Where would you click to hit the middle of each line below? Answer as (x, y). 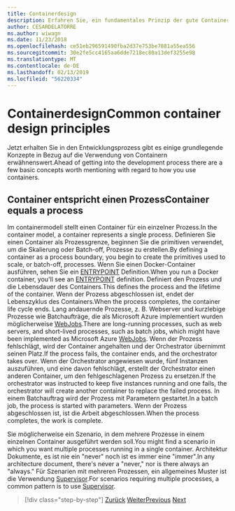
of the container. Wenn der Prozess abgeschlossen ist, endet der (101, 294)
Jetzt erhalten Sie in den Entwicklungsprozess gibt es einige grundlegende (115, 148)
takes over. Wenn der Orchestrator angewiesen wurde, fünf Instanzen (108, 361)
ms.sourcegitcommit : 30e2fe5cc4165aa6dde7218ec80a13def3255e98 (101, 53)
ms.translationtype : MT (42, 59)
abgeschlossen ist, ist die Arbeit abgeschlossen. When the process (103, 413)
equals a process (45, 210)
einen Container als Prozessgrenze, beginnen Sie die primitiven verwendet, (115, 242)
